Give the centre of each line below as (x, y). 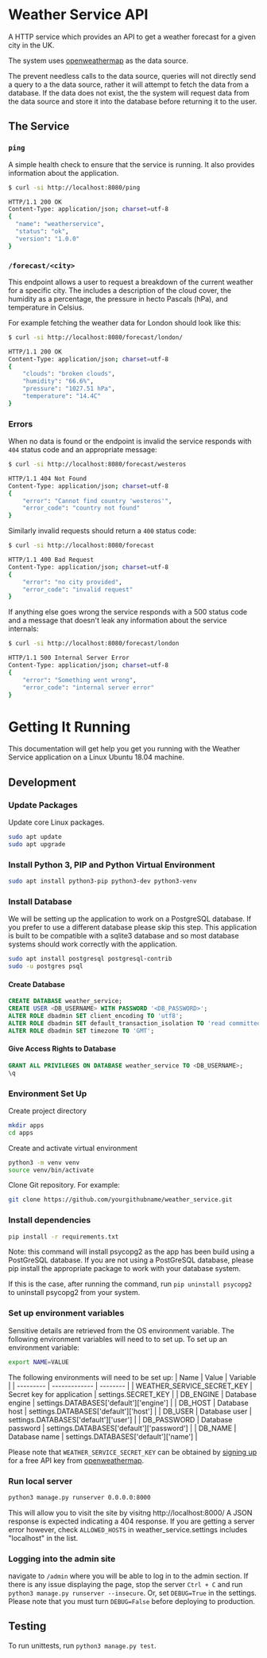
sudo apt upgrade (37, 844)
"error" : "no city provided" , (73, 582)
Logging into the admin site (62, 1559)
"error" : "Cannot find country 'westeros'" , (97, 501)
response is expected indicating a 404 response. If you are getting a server (132, 1521)
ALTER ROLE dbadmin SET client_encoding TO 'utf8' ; (95, 1016)
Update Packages (43, 805)
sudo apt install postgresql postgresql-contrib (90, 959)
